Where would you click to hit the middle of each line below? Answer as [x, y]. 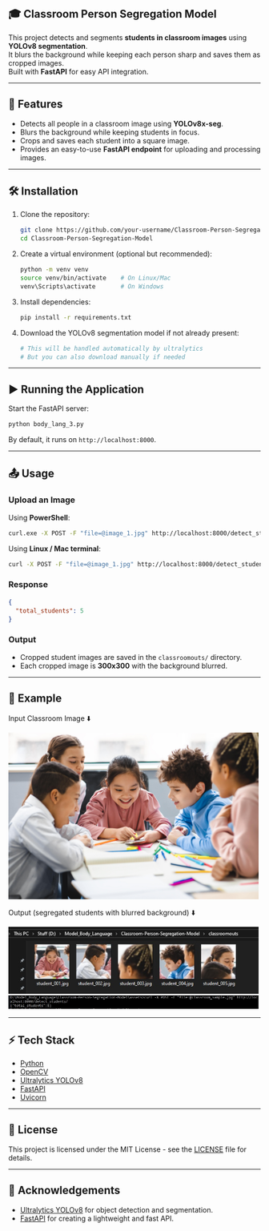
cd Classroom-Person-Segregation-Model [86, 239]
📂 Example [35, 699]
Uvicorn [33, 1097]
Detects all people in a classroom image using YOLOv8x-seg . [122, 123]
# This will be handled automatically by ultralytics [111, 348]
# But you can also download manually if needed [102, 357]
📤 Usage [31, 473]
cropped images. [36, 62]
